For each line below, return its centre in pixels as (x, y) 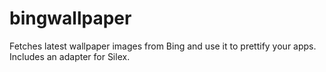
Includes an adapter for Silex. (70, 56)
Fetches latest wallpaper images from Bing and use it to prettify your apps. (163, 46)
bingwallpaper (70, 18)
